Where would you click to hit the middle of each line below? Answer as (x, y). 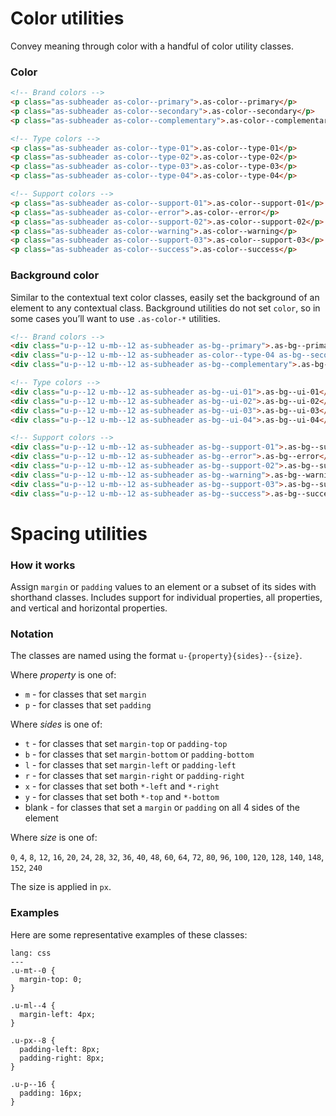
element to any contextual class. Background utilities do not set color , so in (165, 308)
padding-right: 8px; (62, 1058)
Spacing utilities (79, 533)
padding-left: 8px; (60, 1049)
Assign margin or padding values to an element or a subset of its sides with (163, 587)
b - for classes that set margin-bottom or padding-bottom (139, 754)
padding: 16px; (51, 1093)
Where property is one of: (63, 675)
